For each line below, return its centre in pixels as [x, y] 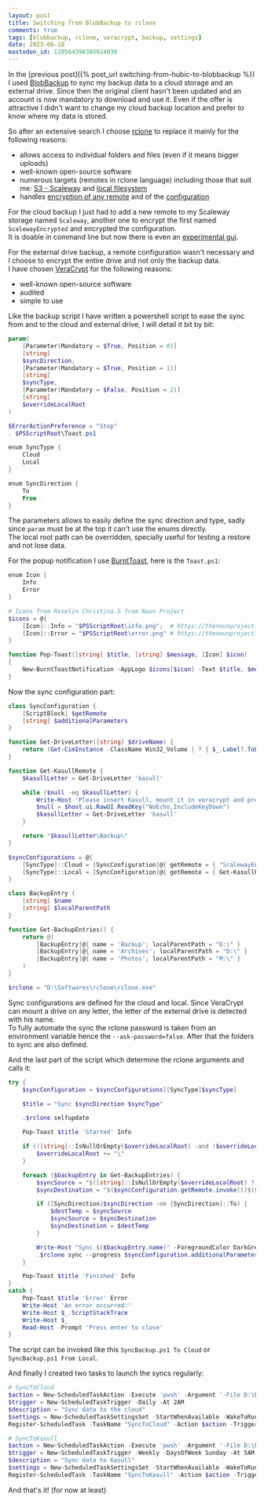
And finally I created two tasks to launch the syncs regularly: [106, 1373]
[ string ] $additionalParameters [75, 721]
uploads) [34, 163]
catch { [21, 1291]
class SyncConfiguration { [52, 706]
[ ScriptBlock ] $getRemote [65, 713]
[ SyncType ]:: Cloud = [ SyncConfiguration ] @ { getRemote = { [119, 865]
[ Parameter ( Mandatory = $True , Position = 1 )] [100, 368]
